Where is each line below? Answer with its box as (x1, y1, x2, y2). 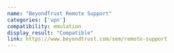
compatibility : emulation (7, 23, 81, 30)
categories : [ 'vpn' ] (7, 17, 67, 23)
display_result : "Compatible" (7, 29, 94, 36)
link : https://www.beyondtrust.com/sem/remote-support (7, 36, 168, 43)
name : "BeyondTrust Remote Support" (7, 10, 112, 17)
